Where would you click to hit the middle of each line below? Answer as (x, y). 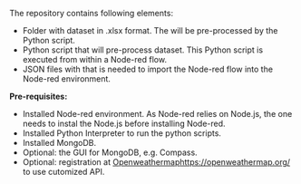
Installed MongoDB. (59, 143)
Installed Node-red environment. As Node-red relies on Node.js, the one (157, 114)
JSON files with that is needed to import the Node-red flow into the (148, 69)
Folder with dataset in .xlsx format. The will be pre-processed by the (150, 30)
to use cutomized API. (63, 172)
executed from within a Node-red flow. (95, 59)
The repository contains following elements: (92, 13)
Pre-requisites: (39, 96)
